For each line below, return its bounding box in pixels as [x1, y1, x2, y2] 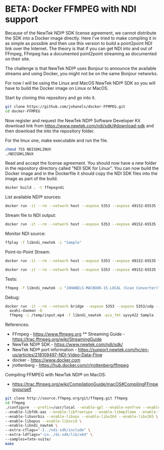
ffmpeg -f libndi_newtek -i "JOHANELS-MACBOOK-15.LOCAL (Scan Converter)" [5, 285, 161, 290]
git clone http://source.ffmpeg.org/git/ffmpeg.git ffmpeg [5, 396, 128, 401]
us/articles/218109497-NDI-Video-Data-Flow [12, 352, 102, 358]
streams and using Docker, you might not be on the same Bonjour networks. [5, 70, 158, 76]
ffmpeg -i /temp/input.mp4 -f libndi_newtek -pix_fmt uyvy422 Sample [9, 313, 154, 318]
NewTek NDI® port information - [12, 347, 77, 353]
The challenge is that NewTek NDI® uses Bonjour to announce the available [5, 65, 157, 71]
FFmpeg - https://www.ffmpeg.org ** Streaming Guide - [12, 331, 125, 337]
